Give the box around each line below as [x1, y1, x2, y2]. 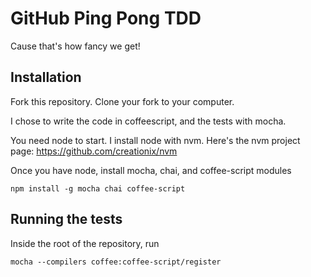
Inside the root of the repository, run [10, 237, 160, 249]
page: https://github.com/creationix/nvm [10, 145, 178, 157]
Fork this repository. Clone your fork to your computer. [10, 95, 235, 107]
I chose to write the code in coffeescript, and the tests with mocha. [10, 115, 287, 127]
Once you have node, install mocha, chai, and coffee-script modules [10, 164, 292, 176]
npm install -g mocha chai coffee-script [10, 183, 186, 194]
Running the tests [10, 211, 123, 228]
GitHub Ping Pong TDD [10, 7, 202, 30]
